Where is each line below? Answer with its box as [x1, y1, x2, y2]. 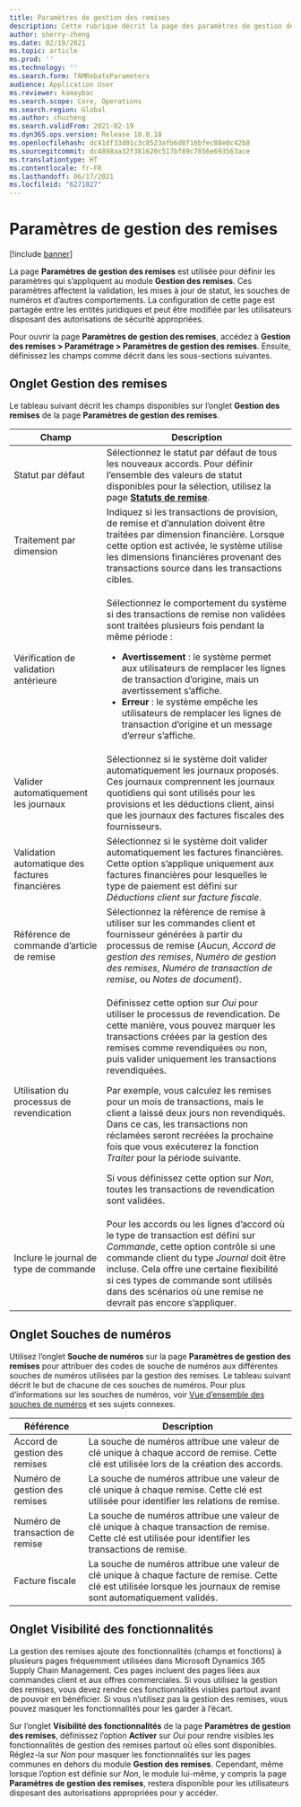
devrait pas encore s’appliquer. [106, 1296, 237, 1308]
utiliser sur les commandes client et [106, 917, 255, 929]
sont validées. [106, 1194, 166, 1207]
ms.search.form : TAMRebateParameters [9, 72, 150, 81]
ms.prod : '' [9, 55, 54, 64]
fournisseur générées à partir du [106, 927, 243, 940]
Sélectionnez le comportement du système [106, 597, 288, 609]
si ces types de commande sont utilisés [106, 1273, 273, 1286]
